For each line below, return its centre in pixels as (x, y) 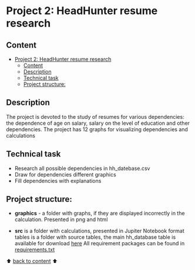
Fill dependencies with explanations (58, 181)
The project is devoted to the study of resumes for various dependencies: (95, 116)
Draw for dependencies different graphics (65, 174)
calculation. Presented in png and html (61, 219)
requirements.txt (35, 250)
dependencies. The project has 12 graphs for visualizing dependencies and (97, 129)
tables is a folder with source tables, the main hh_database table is (95, 237)
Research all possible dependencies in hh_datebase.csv (82, 168)
